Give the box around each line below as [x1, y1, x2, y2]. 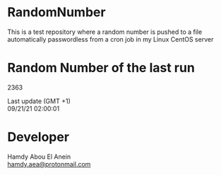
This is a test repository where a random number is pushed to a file [7, 28, 203, 36]
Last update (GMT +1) [7, 97, 71, 105]
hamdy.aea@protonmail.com [7, 159, 91, 168]
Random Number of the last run [7, 60, 196, 76]
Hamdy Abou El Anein [7, 152, 71, 161]
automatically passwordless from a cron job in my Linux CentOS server [7, 35, 214, 43]
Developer [7, 129, 69, 145]
